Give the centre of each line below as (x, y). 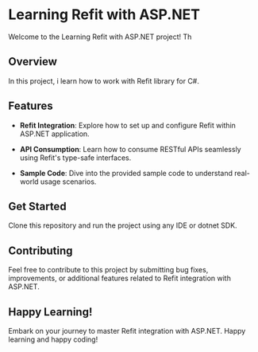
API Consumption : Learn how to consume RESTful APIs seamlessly (130, 149)
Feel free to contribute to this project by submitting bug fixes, (108, 270)
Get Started (37, 206)
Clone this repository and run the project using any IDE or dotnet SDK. (123, 225)
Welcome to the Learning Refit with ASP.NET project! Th (100, 37)
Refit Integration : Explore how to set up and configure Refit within (128, 125)
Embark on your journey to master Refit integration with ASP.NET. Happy (127, 331)
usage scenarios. (68, 182)
